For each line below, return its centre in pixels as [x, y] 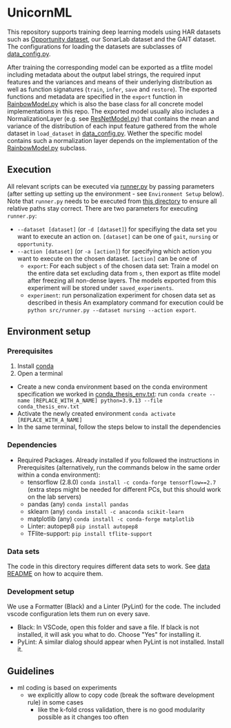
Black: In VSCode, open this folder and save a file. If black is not [108, 627]
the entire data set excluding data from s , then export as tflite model [124, 273]
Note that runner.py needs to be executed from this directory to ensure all [112, 201]
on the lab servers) [54, 497]
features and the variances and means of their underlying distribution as [110, 82]
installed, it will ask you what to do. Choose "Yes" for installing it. [109, 635]
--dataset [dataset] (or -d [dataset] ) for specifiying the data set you [117, 229]
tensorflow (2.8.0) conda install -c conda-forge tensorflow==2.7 [122, 482]
